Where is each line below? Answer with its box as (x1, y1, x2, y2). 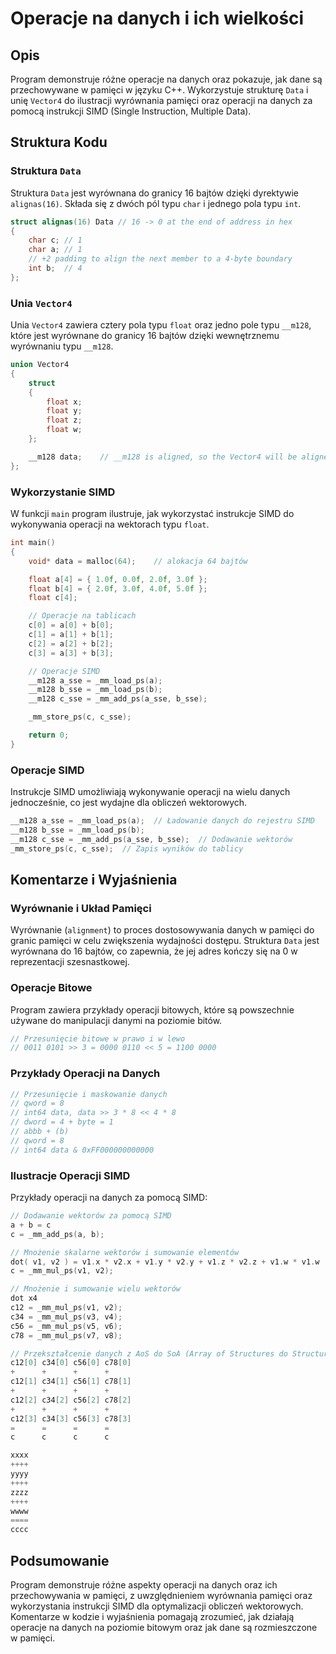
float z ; (46, 415, 83, 426)
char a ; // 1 (28, 245, 83, 255)
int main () (10, 538, 56, 548)
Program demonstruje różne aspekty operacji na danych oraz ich (10, 1578, 278, 1591)
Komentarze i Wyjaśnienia (10, 871, 178, 888)
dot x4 (10, 1293, 38, 1304)
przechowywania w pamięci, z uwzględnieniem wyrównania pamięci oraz (10, 1589, 313, 1601)
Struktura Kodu (10, 134, 108, 151)
